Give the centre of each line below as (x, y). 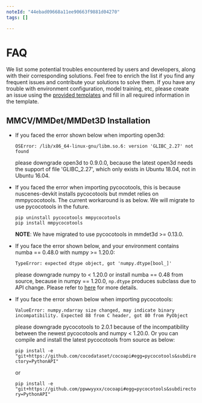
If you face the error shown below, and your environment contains (97, 246)
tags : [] (17, 18)
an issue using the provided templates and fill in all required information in (98, 95)
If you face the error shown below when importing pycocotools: (94, 300)
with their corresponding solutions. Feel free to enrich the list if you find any (100, 76)
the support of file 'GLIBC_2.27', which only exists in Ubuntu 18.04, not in (105, 169)
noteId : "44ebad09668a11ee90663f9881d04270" (63, 12)
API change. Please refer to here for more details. (76, 287)
